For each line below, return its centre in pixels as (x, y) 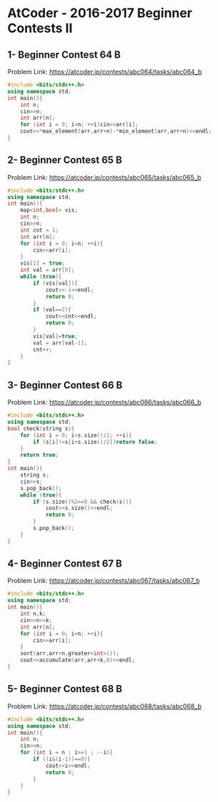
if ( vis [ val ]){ (56, 283)
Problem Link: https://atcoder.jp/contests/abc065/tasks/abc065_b (104, 177)
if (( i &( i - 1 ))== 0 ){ (62, 759)
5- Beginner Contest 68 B (65, 689)
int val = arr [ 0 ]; (47, 270)
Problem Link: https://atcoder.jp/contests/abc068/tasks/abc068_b (104, 706)
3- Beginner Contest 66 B (65, 385)
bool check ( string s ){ (41, 428)
